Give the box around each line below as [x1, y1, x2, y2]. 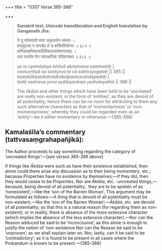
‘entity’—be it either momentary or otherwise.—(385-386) [16, 114, 133, 120]
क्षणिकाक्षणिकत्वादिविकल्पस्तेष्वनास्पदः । [16, 48, 77, 54]
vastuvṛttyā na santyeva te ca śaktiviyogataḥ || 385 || [16, 69, 125, 74]
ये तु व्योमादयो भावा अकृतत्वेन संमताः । [16, 37, 75, 43]
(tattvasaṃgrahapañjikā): [5, 136, 84, 144]
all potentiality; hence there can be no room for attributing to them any [16, 99, 158, 104]
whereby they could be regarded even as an [51, 109, 140, 114]
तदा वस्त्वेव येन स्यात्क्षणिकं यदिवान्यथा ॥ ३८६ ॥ [16, 54, 91, 60]
